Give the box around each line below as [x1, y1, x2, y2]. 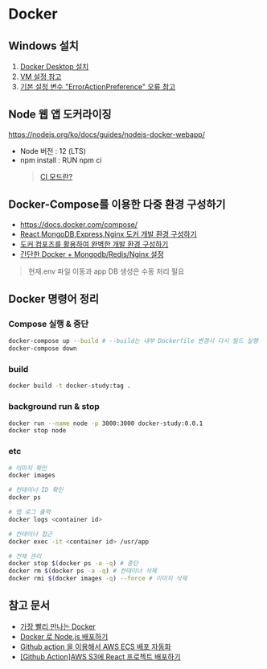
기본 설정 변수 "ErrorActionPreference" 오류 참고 [19, 82, 176, 91]
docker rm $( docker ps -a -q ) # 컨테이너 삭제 [8, 567, 157, 576]
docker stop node [8, 427, 67, 435]
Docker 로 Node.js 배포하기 [19, 631, 109, 641]
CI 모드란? [39, 171, 73, 181]
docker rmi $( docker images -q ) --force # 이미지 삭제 [8, 575, 187, 583]
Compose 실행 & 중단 [8, 318, 89, 329]
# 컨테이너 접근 [8, 530, 53, 538]
